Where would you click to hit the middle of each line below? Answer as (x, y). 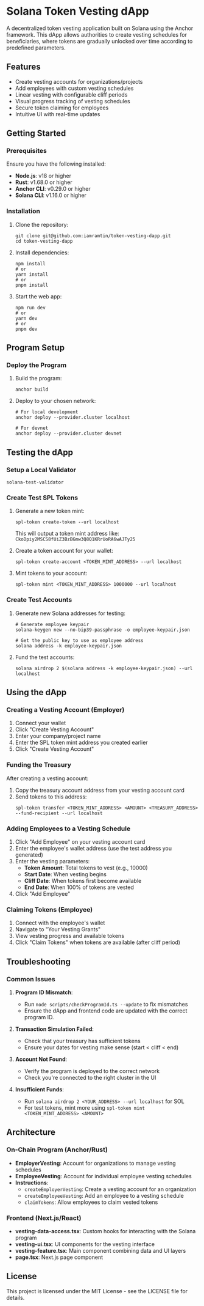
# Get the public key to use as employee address (79, 640)
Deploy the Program (37, 365)
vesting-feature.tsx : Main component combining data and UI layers (100, 1250)
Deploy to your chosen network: (55, 401)
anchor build (32, 389)
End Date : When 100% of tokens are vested (79, 887)
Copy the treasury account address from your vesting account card (100, 790)
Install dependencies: (42, 253)
